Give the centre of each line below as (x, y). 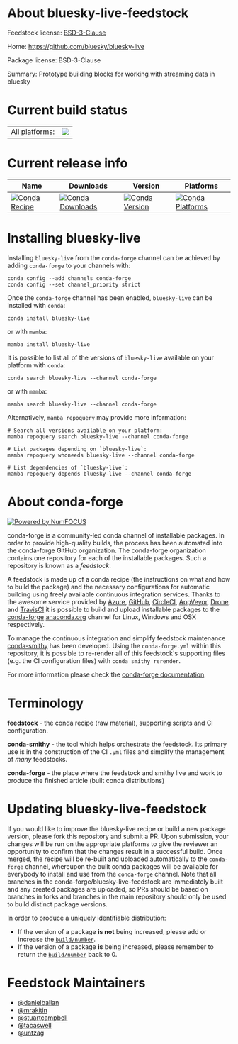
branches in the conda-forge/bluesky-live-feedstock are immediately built (115, 882)
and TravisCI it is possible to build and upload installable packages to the (114, 609)
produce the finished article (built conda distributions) (86, 780)
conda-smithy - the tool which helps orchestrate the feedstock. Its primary (117, 744)
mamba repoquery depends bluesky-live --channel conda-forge (100, 474)
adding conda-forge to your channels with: (69, 265)
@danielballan (38, 1002)
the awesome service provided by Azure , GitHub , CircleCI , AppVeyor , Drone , (119, 601)
